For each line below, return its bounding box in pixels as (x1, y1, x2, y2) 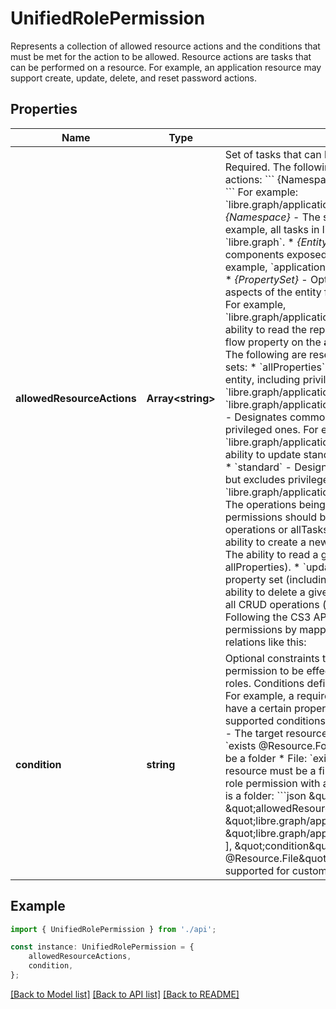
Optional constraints (224, 651, 320, 665)
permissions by (224, 622, 297, 636)
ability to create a (224, 535, 307, 549)
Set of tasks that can (224, 147, 322, 161)
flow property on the (224, 335, 322, 349)
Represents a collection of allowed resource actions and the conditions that (10, 40, 321, 52)
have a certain (224, 701, 292, 715)
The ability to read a (224, 547, 319, 561)
